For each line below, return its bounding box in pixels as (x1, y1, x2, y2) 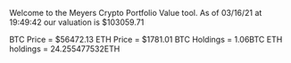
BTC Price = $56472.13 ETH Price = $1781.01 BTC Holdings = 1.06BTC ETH (9, 35, 283, 44)
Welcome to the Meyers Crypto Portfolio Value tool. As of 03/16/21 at (9, 8, 262, 18)
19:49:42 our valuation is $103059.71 (9, 17, 145, 28)
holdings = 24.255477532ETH (9, 43, 121, 54)
